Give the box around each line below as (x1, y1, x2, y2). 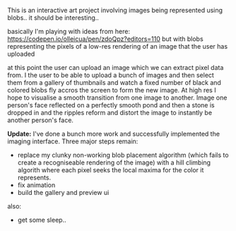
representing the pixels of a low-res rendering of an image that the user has (7, 42, 228, 50)
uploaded (7, 49, 35, 58)
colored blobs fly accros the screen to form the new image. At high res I (7, 86, 217, 94)
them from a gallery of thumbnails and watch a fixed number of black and (7, 78, 221, 87)
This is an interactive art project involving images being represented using (7, 6, 223, 14)
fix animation (17, 181, 56, 189)
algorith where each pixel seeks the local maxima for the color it (17, 166, 204, 174)
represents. (17, 173, 52, 182)
